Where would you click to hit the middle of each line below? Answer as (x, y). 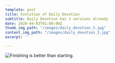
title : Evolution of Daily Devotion (42, 14)
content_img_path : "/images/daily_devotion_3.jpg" (58, 32)
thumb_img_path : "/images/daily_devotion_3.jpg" (56, 28)
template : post (21, 10)
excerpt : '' (17, 37)
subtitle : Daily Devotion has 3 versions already (57, 19)
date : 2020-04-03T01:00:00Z (34, 23)
